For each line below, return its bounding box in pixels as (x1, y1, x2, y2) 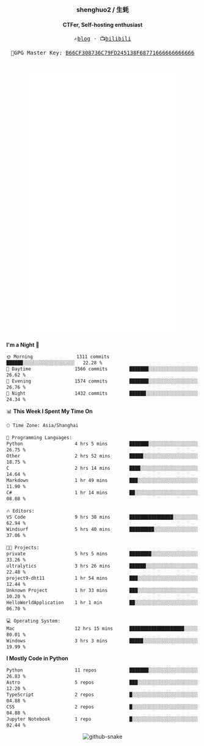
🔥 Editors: (6, 508, 35, 514)
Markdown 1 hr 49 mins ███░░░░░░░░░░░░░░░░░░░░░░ (6, 478, 199, 484)
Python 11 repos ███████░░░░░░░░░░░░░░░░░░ (6, 667, 199, 673)
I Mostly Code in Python (6, 655, 68, 662)
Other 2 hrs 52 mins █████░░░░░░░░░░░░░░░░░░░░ (6, 453, 199, 459)
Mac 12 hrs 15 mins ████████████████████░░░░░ (6, 626, 199, 632)
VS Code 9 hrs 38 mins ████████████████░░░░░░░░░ (6, 514, 199, 521)
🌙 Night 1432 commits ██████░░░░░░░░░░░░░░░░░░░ (6, 390, 199, 397)
